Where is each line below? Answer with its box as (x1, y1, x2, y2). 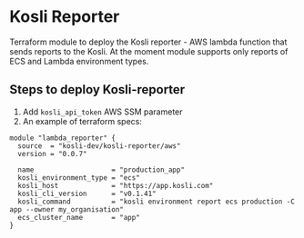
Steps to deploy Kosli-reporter (9, 82, 186, 97)
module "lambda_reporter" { (9, 134, 117, 143)
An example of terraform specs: (22, 115, 143, 126)
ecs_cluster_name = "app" (17, 213, 141, 222)
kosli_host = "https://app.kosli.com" (17, 181, 214, 190)
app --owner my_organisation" (9, 204, 125, 214)
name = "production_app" (17, 165, 185, 174)
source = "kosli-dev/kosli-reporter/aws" (17, 141, 181, 151)
